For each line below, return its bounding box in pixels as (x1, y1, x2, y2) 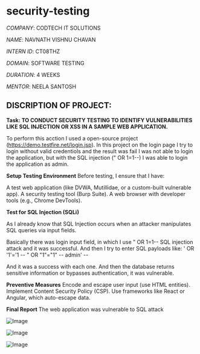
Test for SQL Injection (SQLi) (6, 208, 80, 215)
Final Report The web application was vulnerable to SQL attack (6, 306, 164, 313)
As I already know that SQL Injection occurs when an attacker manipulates (6, 220, 192, 228)
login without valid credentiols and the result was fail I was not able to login (6, 147, 193, 155)
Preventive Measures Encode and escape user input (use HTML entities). (6, 281, 190, 288)
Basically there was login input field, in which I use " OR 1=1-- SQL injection (6, 238, 193, 246)
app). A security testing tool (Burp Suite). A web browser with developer (6, 190, 185, 197)
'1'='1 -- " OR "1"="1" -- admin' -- (6, 251, 89, 258)
